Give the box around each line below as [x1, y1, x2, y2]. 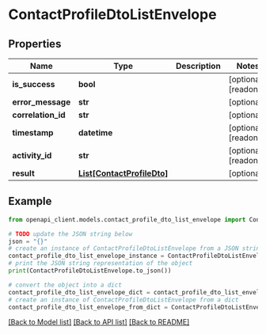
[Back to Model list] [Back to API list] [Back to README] [8, 317, 190, 327]
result [12, 168, 36, 179]
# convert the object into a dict [8, 281, 123, 289]
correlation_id [12, 109, 66, 120]
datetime [78, 127, 113, 138]
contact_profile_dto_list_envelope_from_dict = [8, 303, 169, 311]
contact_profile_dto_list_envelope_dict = [8, 288, 150, 296]
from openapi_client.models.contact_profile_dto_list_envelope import [8, 215, 246, 223]
